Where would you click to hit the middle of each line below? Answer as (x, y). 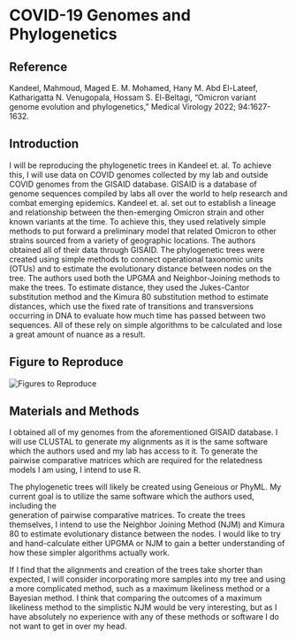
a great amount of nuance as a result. (77, 334)
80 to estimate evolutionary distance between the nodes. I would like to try (145, 534)
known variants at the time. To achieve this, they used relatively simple (138, 221)
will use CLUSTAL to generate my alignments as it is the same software (138, 442)
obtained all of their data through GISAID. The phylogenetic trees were (137, 249)
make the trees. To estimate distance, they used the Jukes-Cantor (129, 287)
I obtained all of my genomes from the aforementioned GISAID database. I (144, 432)
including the (33, 506)
